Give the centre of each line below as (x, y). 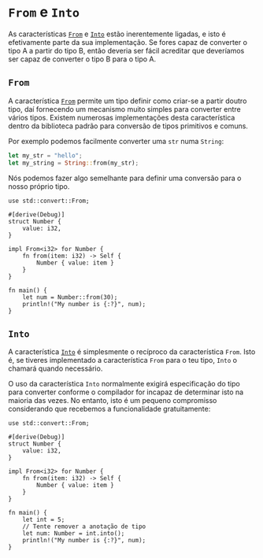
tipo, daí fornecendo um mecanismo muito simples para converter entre (125, 109)
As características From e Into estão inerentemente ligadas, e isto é (117, 34)
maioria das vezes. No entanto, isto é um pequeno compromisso (113, 401)
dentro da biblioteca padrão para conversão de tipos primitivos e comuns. (128, 126)
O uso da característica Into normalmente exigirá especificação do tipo (124, 384)
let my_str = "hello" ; (45, 155)
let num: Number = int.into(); (74, 534)
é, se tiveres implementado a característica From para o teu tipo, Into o (123, 360)
